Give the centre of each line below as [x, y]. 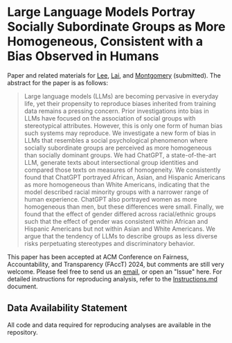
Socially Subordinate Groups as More [116, 27]
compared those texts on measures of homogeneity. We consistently [122, 170]
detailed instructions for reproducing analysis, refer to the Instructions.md [113, 279]
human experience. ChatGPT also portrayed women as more [110, 199]
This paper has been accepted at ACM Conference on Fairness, [98, 256]
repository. [23, 332]
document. [23, 286]
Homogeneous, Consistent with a [105, 42]
